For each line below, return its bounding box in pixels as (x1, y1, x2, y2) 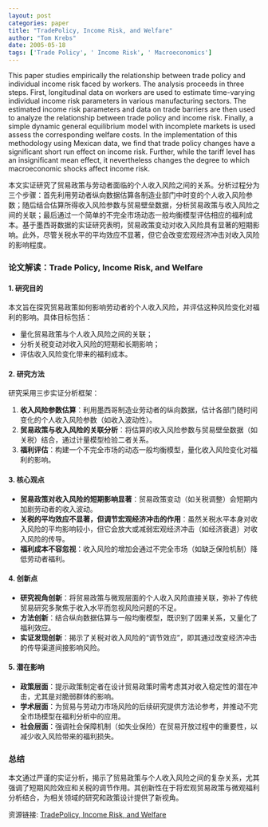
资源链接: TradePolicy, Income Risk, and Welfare (8, 810, 167, 820)
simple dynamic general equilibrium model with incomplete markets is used (8, 121, 256, 131)
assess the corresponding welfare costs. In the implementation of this (8, 130, 238, 140)
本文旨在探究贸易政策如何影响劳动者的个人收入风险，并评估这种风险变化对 (8, 302, 253, 312)
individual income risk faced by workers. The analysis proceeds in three (8, 79, 245, 89)
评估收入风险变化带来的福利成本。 (19, 349, 132, 359)
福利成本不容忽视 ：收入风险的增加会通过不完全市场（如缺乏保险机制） (19, 544, 251, 553)
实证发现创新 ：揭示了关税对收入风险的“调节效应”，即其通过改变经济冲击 (19, 632, 258, 642)
